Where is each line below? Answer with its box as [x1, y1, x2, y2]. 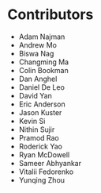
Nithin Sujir [18, 125, 55, 134]
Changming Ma [18, 57, 69, 67]
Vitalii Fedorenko [18, 167, 74, 176]
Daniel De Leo [18, 82, 65, 92]
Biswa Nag [18, 48, 54, 58]
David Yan [18, 91, 52, 100]
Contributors [7, 6, 94, 24]
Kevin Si [18, 116, 46, 125]
